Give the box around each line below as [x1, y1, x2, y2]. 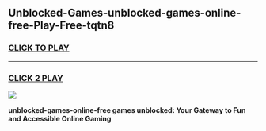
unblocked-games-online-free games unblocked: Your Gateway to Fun [8, 105, 246, 114]
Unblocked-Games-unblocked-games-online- [8, 6, 241, 20]
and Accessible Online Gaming [8, 114, 112, 123]
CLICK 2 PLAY [8, 72, 63, 83]
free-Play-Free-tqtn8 [8, 19, 115, 33]
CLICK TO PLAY [8, 43, 70, 54]
